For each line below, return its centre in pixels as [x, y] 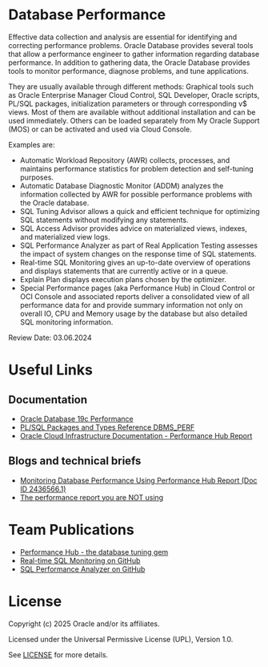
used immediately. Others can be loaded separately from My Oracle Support [134, 120]
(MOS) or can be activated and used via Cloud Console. [100, 129]
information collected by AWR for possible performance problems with [136, 194]
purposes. [37, 177]
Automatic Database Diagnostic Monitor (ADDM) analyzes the [122, 185]
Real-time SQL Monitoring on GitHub [80, 560]
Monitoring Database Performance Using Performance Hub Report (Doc [138, 480]
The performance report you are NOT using [92, 497]
